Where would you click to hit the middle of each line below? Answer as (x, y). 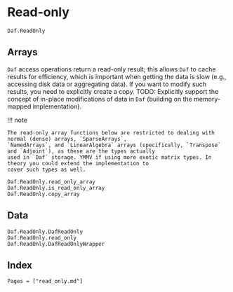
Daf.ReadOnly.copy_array (44, 194)
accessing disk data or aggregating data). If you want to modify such (107, 84)
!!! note (18, 120)
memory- (207, 99)
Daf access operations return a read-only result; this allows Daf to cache (112, 69)
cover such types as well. (47, 169)
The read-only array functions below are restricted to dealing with (111, 133)
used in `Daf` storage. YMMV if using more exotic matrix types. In (109, 157)
